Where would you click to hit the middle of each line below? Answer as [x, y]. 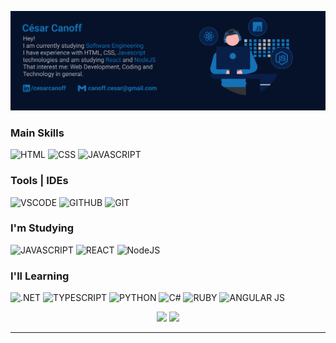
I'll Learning [40, 276]
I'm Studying [42, 228]
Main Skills [37, 133]
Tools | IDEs [39, 181]
